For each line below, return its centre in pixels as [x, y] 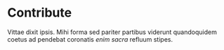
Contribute [40, 13]
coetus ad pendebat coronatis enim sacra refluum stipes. [90, 39]
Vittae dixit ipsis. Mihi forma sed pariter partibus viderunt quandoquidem [112, 32]
